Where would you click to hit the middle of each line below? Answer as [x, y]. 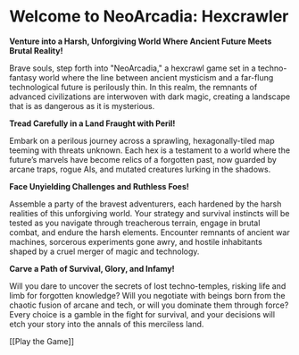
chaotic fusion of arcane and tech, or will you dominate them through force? [149, 305]
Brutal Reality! [36, 50]
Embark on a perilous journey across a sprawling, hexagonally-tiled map [142, 140]
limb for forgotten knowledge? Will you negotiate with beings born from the [147, 295]
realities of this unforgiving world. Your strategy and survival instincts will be [149, 213]
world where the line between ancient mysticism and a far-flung [156, 77]
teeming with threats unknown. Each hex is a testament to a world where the [150, 150]
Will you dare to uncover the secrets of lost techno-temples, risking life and [148, 286]
